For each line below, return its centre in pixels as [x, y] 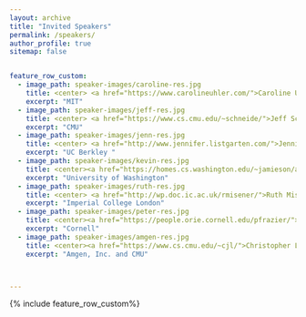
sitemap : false [38, 52]
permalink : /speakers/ [52, 35]
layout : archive [40, 18]
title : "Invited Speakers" [61, 26]
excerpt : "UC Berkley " [71, 153]
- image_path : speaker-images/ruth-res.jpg [101, 186]
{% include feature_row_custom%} [75, 304]
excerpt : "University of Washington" [97, 178]
